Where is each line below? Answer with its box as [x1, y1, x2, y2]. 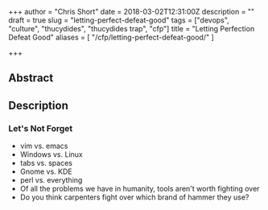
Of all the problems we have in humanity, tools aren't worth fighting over [19, 184, 260, 194]
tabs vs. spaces [19, 159, 72, 168]
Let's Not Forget [8, 122, 73, 134]
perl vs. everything [19, 175, 83, 185]
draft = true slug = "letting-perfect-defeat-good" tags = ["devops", [8, 15, 229, 25]
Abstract [8, 72, 54, 85]
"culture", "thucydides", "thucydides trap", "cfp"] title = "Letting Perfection [8, 24, 255, 33]
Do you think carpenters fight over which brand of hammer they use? [19, 192, 249, 202]
